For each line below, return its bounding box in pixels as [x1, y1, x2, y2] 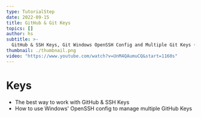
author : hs [6, 31, 33, 37]
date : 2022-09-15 [6, 14, 50, 20]
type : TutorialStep [6, 8, 55, 15]
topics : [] [6, 25, 33, 32]
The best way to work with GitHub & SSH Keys [14, 98, 130, 105]
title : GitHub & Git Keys [6, 20, 71, 26]
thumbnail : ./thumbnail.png [6, 48, 77, 54]
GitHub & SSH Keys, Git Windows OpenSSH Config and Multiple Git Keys [11, 42, 191, 48]
